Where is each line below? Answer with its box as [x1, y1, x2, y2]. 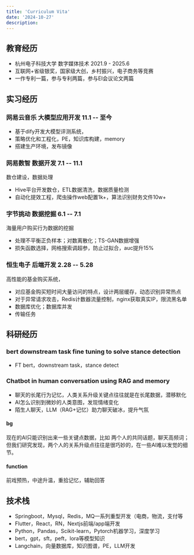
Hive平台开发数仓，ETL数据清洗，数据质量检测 [14, 186, 129, 194]
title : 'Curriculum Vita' [6, 8, 70, 15]
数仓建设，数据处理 [6, 173, 53, 181]
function [6, 462, 28, 470]
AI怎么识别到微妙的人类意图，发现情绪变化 [14, 398, 119, 405]
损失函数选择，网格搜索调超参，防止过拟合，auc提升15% [14, 245, 154, 252]
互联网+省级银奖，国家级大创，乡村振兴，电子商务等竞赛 [14, 68, 154, 75]
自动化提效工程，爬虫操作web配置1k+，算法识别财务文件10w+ [14, 194, 166, 201]
